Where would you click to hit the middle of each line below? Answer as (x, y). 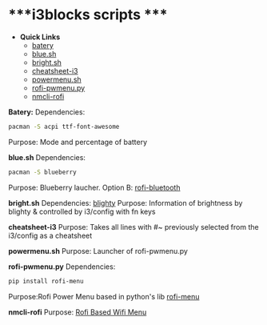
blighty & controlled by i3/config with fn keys (82, 211)
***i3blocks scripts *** (88, 15)
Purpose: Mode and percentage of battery (78, 142)
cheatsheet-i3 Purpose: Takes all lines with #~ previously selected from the (133, 227)
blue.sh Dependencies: (47, 157)
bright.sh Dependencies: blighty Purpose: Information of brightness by (126, 203)
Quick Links (40, 37)
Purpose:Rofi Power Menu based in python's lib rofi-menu (104, 296)
